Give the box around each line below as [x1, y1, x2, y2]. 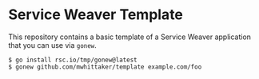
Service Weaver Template [8, 6, 184, 24]
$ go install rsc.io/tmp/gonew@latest [8, 56, 137, 64]
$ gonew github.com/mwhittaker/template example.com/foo [8, 62, 202, 71]
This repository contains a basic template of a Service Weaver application [8, 32, 252, 41]
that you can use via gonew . [8, 40, 98, 49]
